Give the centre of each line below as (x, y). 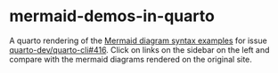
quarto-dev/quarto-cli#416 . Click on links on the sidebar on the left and (139, 49)
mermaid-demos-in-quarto (112, 16)
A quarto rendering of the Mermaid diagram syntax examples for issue (138, 40)
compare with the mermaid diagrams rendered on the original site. (131, 59)
